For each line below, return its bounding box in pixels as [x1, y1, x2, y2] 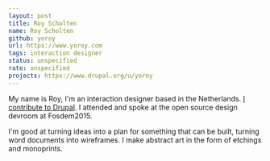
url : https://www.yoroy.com [8, 42, 103, 50]
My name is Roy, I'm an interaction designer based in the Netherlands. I [8, 93, 246, 103]
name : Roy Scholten [8, 27, 74, 35]
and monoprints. [8, 143, 63, 153]
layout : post [8, 11, 52, 20]
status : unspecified [8, 57, 78, 65]
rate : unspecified [8, 64, 70, 72]
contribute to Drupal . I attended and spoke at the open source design [8, 102, 238, 112]
